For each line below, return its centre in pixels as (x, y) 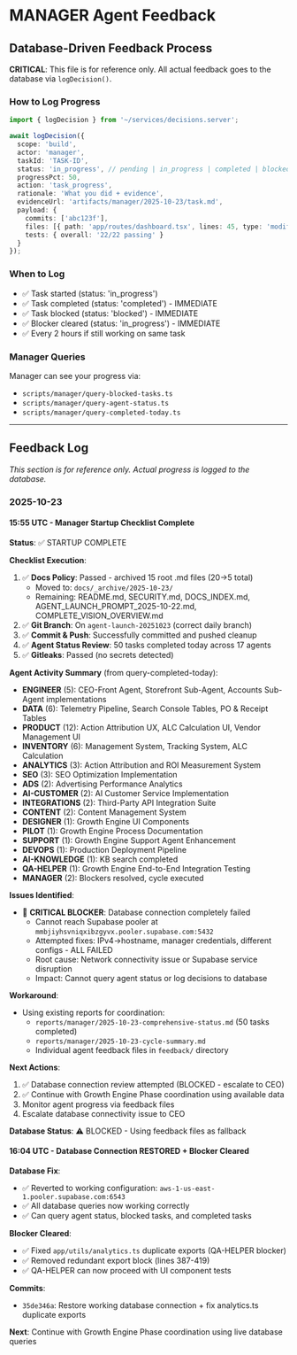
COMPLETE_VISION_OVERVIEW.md (99, 616)
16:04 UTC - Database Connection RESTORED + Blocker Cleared (129, 1151)
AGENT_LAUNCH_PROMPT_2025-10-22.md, (116, 606)
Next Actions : (34, 1067)
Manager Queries (47, 357)
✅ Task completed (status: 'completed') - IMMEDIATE (120, 303)
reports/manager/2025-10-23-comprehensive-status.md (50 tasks (152, 1022)
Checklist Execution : (48, 560)
